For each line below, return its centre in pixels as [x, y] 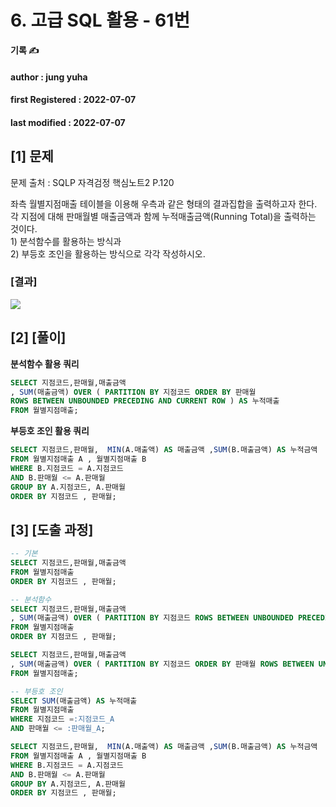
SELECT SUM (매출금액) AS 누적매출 [74, 701]
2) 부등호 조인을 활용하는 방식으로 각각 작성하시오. [108, 253]
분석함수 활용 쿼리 [45, 363]
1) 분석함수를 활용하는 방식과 [66, 241]
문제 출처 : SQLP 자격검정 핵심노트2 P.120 [92, 182]
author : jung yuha [49, 77]
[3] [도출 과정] [52, 529]
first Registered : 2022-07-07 [73, 100]
